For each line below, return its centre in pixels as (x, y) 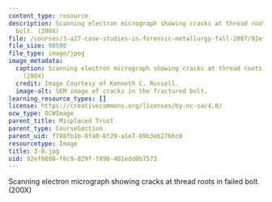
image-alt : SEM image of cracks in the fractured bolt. (112, 91)
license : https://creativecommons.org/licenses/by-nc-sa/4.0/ (115, 106)
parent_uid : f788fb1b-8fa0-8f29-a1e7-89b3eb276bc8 (96, 136)
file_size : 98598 (38, 46)
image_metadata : (36, 61)
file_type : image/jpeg (47, 53)
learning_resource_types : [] (57, 99)
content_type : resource (49, 16)
